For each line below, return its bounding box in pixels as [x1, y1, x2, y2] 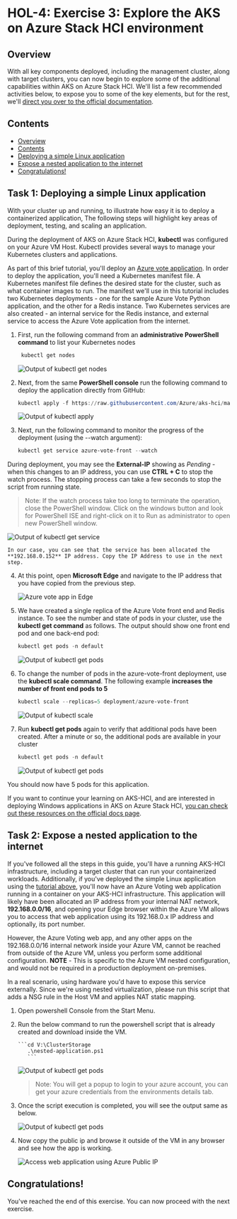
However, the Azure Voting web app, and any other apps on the [7, 933, 192, 942]
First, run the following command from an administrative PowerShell [17, 330, 219, 338]
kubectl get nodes [21, 351, 76, 359]
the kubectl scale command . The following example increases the [17, 677, 214, 685]
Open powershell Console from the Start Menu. [17, 1006, 156, 1015]
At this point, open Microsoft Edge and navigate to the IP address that [17, 571, 222, 580]
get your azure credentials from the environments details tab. [35, 1087, 214, 1096]
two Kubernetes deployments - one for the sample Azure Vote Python [7, 294, 211, 302]
